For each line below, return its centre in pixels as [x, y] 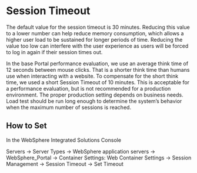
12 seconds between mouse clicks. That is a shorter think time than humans [98, 69]
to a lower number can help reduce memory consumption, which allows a [95, 33]
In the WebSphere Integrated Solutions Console [64, 140]
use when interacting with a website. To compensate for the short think [92, 76]
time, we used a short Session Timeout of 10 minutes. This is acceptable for [98, 82]
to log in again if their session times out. [54, 52]
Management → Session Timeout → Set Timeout [65, 164]
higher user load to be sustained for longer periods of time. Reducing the [94, 39]
